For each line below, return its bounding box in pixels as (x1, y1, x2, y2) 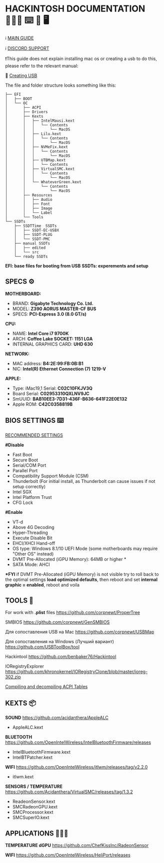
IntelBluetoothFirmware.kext (12, 749, 71, 755)
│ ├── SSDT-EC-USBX (14, 227, 59, 233)
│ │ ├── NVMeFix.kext (5, 144, 68, 149)
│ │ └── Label (5, 210, 52, 215)
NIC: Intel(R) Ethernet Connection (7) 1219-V (12, 366, 106, 372)
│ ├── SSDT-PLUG (14, 232, 52, 237)
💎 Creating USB (5, 72, 37, 78)
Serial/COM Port (12, 462, 46, 468)
